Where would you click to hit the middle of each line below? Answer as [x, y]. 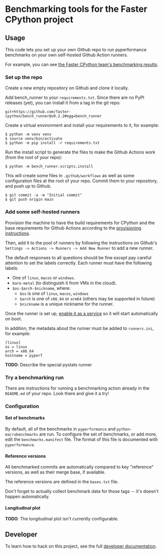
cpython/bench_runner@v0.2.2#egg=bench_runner [54, 116]
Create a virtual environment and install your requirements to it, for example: [82, 125]
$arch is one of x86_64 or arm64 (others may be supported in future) [87, 298]
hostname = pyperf [24, 356]
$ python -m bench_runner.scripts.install [49, 166]
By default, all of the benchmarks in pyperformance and [60, 429]
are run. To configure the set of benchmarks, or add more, [98, 434]
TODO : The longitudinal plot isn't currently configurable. [62, 519]
